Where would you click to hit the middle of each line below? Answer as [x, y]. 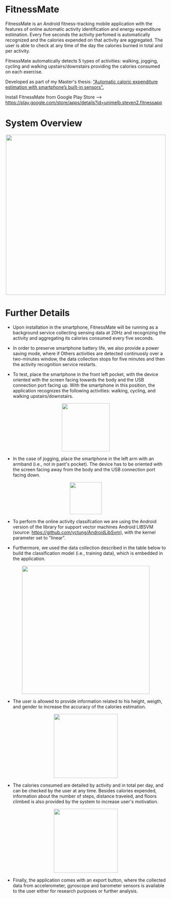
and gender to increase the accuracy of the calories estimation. [79, 707]
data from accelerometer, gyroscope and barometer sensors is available [89, 885]
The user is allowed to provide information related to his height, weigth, [87, 701]
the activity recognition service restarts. [55, 364]
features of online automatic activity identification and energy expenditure [83, 29]
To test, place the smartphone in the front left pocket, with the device [85, 374]
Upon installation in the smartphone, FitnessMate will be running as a [85, 327]
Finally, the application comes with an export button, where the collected [89, 880]
